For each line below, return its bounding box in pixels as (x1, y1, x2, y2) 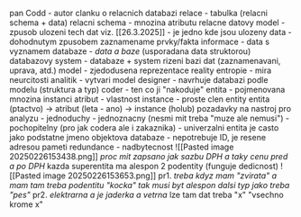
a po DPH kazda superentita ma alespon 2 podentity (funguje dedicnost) (9, 161, 279, 171)
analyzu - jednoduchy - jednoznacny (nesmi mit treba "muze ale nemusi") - (9, 113, 290, 123)
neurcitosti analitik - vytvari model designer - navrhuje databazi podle (9, 75, 269, 85)
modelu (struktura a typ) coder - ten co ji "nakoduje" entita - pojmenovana (9, 85, 286, 95)
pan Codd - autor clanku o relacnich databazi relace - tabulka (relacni (9, 8, 269, 18)
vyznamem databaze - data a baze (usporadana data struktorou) (9, 46, 251, 57)
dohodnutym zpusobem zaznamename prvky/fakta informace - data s (9, 36, 270, 47)
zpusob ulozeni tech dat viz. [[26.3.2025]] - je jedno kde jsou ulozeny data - (9, 27, 292, 37)
